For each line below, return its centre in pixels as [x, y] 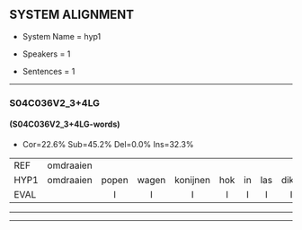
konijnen [193, 180]
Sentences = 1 [49, 71]
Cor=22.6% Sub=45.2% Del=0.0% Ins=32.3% [108, 144]
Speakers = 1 [46, 54]
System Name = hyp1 [62, 36]
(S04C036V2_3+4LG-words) [65, 124]
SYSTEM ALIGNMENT [72, 15]
